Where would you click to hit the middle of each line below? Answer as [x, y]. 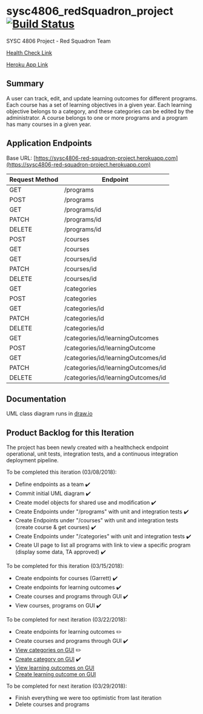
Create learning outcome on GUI [55, 674]
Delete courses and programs [52, 704]
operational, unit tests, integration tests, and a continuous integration [92, 454]
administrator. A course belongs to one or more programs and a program [97, 117]
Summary [25, 84]
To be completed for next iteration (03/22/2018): [67, 620]
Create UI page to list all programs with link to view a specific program [103, 545]
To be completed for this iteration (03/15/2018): [65, 566]
